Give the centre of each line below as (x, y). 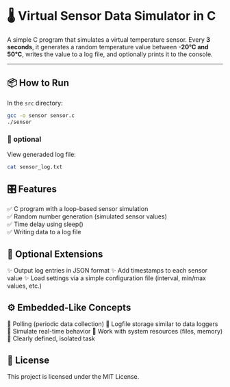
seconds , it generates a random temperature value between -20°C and (108, 47)
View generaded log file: (42, 154)
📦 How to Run (38, 83)
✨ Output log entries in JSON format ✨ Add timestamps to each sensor (107, 271)
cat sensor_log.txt (35, 167)
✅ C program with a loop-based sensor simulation (78, 209)
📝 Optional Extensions (55, 254)
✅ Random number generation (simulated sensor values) (87, 216)
